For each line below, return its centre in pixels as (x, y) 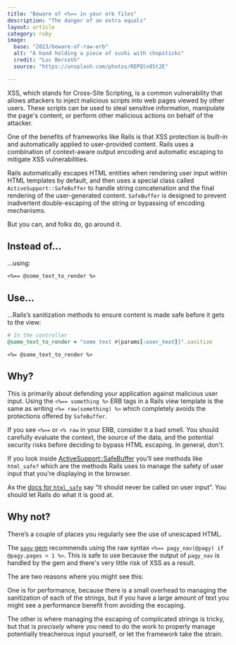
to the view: (24, 322)
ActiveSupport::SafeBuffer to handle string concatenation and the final (111, 187)
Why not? (29, 517)
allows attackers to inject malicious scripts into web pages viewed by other (116, 100)
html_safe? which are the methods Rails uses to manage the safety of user (116, 466)
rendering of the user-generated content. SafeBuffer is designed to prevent (117, 195)
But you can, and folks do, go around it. (64, 224)
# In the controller (38, 336)
